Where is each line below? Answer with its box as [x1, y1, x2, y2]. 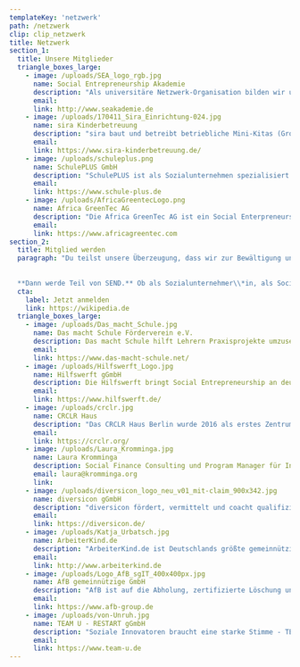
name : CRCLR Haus [32, 412, 98, 421]
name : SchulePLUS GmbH [32, 163, 118, 171]
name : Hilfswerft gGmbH [32, 370, 122, 379]
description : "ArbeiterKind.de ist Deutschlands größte [32, 544, 246, 554]
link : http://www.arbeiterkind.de [32, 561, 162, 570]
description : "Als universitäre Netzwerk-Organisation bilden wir [32, 88, 286, 96]
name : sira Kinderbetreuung [32, 121, 138, 130]
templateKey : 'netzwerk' [9, 13, 102, 22]
